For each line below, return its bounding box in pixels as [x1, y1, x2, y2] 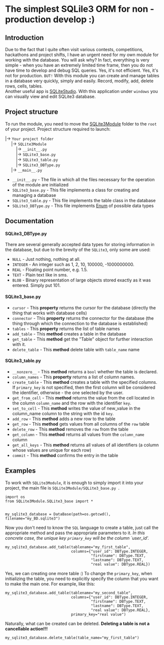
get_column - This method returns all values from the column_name [12, 431, 145, 437]
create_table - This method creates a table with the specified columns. [12, 379, 158, 385]
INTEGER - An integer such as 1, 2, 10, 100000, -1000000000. [12, 262, 135, 268]
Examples [5, 466, 36, 475]
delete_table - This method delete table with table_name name [12, 346, 140, 352]
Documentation [5, 217, 54, 225]
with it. [12, 341, 26, 347]
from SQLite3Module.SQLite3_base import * [5, 498, 93, 504]
